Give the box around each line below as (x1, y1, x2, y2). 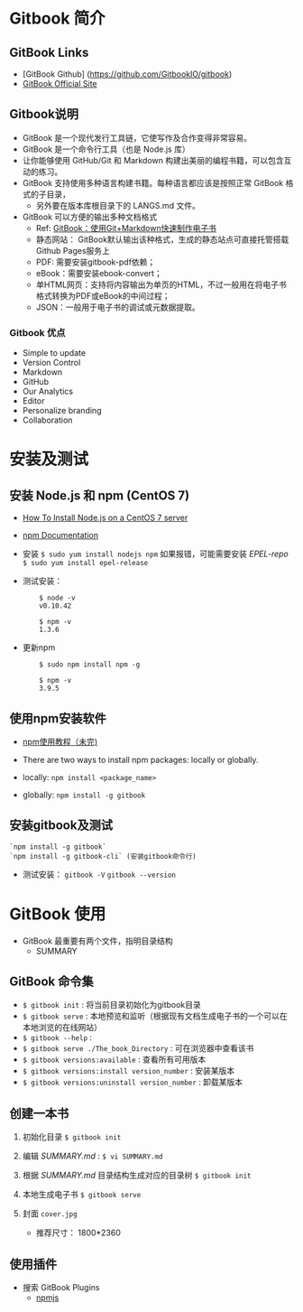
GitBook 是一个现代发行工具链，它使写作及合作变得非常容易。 (22, 132, 252, 143)
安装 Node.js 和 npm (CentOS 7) (9, 488, 190, 503)
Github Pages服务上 (35, 245, 111, 256)
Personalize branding (22, 405, 102, 416)
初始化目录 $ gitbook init (22, 1131, 122, 1142)
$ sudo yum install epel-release (22, 559, 149, 568)
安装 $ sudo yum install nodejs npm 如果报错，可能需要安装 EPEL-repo (22, 548, 289, 560)
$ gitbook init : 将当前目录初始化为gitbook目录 (22, 1000, 201, 1010)
